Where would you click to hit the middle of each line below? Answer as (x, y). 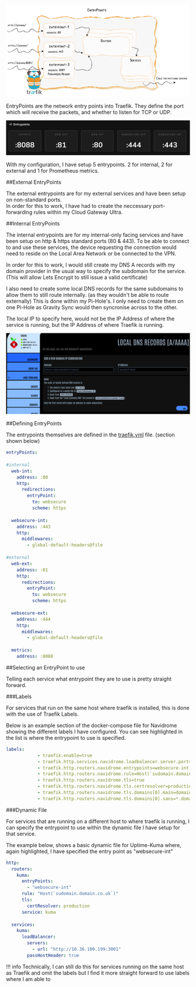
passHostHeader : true (53, 955)
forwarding (19, 212)
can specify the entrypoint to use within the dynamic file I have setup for (93, 827)
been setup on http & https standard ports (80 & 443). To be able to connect (98, 241)
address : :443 (34, 527)
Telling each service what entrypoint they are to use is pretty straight (89, 679)
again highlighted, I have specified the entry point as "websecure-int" (90, 851)
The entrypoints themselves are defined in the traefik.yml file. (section (90, 435)
